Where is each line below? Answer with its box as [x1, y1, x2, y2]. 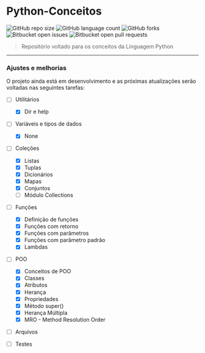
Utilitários [15, 96, 40, 103]
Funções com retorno [24, 223, 79, 230]
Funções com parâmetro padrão [24, 237, 106, 244]
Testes [15, 340, 32, 348]
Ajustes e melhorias [6, 63, 67, 72]
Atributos [24, 282, 48, 289]
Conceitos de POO [24, 268, 71, 275]
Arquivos [15, 328, 38, 335]
